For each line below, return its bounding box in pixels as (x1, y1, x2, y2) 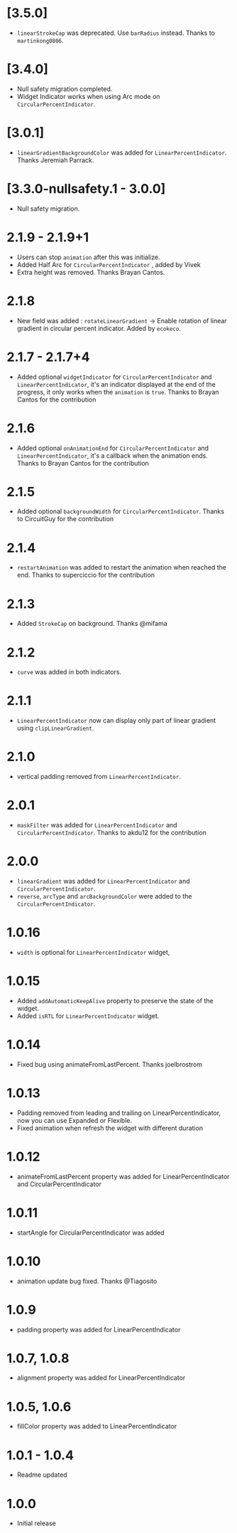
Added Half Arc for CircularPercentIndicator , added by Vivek (16, 260, 202, 268)
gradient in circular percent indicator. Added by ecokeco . (16, 324, 182, 333)
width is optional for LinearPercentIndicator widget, (16, 948, 170, 956)
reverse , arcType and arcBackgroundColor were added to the (16, 892, 192, 900)
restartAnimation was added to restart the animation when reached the (16, 563, 226, 572)
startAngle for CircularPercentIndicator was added (16, 1228, 165, 1237)
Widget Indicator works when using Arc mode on (16, 92, 160, 100)
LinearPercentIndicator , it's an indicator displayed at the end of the (16, 380, 216, 389)
